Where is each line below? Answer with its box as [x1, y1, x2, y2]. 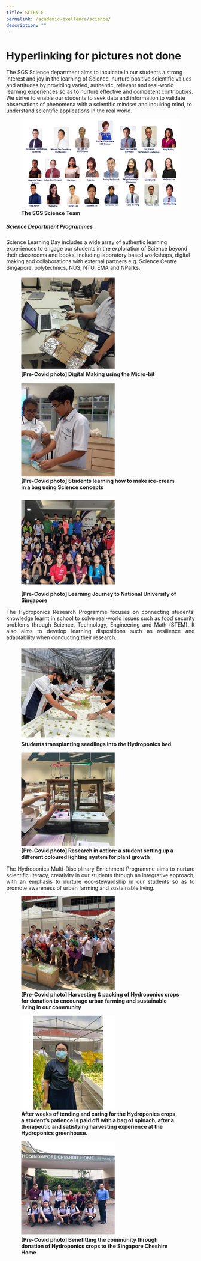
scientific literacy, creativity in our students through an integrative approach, [6, 871, 195, 878]
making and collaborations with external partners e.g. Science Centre [6, 257, 178, 264]
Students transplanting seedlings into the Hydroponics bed [21, 740, 172, 747]
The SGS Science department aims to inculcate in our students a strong [6, 69, 183, 76]
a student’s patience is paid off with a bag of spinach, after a [21, 1116, 175, 1123]
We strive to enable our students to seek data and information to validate [6, 94, 185, 102]
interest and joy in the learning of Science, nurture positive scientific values [6, 75, 192, 82]
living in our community [21, 1003, 82, 1010]
